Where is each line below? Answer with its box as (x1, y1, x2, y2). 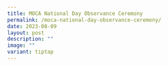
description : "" (7, 36, 54, 43)
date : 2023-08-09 (7, 23, 57, 30)
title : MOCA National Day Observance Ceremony (7, 10, 143, 17)
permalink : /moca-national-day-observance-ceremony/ (7, 16, 162, 23)
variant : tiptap (7, 49, 54, 56)
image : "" (7, 42, 36, 49)
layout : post (7, 29, 45, 36)
